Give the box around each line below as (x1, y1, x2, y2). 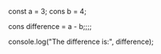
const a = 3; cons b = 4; (8, 7, 87, 16)
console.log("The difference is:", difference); (8, 37, 155, 46)
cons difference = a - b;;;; (8, 22, 92, 31)
